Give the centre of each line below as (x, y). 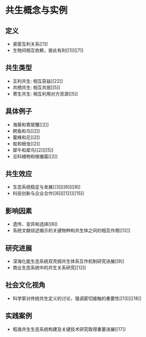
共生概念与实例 (36, 10)
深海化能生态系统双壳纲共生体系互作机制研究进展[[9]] (68, 261)
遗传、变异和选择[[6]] (35, 224)
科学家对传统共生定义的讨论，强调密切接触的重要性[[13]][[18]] (77, 298)
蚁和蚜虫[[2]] (26, 143)
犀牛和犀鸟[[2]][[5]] (33, 150)
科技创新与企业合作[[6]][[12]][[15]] (48, 193)
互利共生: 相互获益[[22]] (38, 81)
